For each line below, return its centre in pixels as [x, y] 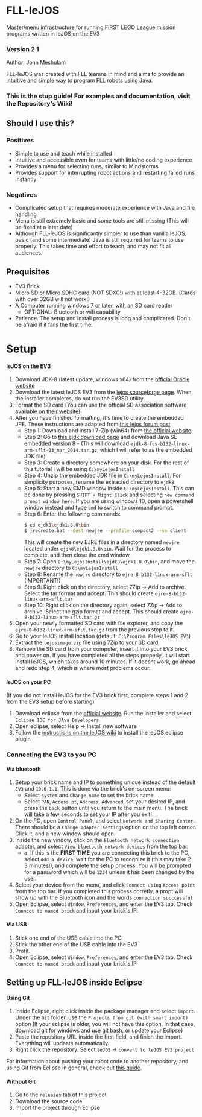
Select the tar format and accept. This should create [89, 593]
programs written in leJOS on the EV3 [53, 33]
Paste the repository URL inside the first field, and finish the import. [99, 1037]
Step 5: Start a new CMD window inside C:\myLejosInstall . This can [109, 489]
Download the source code [49, 1101]
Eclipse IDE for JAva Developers [57, 720]
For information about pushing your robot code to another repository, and [97, 1062]
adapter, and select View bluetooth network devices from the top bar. [102, 846]
